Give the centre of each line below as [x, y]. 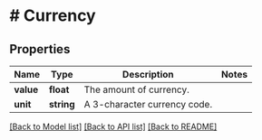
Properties [40, 49]
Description [148, 75]
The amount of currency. [137, 89]
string [62, 104]
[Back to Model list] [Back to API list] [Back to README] [113, 126]
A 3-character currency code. [148, 104]
